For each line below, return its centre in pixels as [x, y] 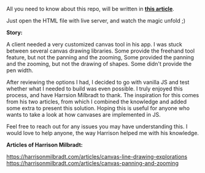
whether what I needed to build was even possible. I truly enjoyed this [95, 89]
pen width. [20, 70]
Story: [14, 32]
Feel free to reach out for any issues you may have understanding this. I [97, 127]
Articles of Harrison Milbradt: [44, 145]
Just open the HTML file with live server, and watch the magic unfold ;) [96, 20]
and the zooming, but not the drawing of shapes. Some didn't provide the [99, 64]
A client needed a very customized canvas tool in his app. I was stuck [94, 44]
